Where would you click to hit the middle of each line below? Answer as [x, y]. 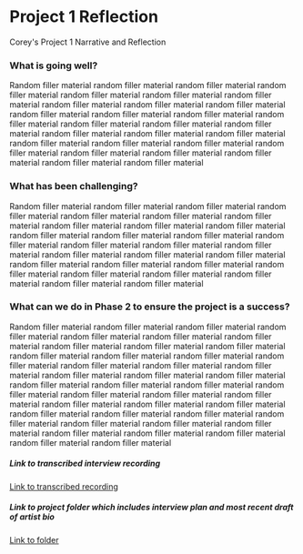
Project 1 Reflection [84, 17]
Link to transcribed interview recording [85, 463]
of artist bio [32, 517]
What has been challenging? [74, 186]
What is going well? [54, 65]
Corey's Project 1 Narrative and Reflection [88, 42]
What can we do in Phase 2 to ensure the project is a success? [150, 307]
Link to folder [34, 539]
